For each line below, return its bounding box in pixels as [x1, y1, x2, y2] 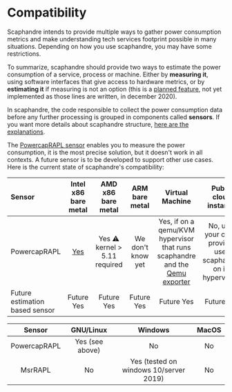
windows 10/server [122, 365, 186, 375]
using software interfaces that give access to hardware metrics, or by [7, 77, 205, 85]
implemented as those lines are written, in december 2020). [7, 92, 177, 101]
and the [164, 260, 189, 269]
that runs [162, 243, 191, 252]
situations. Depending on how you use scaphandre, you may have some [7, 42, 212, 50]
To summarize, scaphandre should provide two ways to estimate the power [7, 63, 221, 71]
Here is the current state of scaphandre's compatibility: [7, 163, 164, 171]
